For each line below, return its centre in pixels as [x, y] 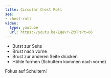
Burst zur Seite [27, 46]
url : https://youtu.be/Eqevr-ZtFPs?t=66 [51, 32]
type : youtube [24, 28]
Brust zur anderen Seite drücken [45, 56]
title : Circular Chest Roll [34, 10]
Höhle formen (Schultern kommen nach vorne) [59, 62]
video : [12, 23]
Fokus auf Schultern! [26, 71]
